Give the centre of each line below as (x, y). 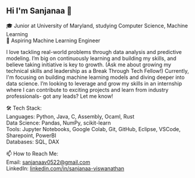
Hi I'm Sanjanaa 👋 (39, 11)
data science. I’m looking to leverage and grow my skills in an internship (94, 83)
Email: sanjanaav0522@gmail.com (48, 162)
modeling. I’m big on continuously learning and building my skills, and (91, 58)
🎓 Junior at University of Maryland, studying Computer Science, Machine (97, 26)
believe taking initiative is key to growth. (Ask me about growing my (89, 64)
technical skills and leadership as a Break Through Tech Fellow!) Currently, (97, 71)
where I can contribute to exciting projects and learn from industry (87, 90)
